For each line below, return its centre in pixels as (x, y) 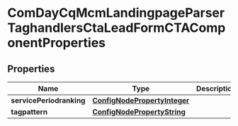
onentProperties (57, 43)
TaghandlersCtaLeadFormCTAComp (117, 28)
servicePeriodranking (48, 100)
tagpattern (29, 112)
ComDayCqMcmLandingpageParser (116, 13)
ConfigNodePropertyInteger (141, 100)
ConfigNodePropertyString (139, 112)
